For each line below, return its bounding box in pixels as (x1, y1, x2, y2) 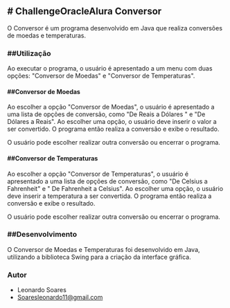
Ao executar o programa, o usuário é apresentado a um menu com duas (7, 64, 213, 73)
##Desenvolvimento (7, 230, 78, 239)
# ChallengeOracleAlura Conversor (7, 6, 162, 17)
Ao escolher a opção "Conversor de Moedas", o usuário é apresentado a (7, 103, 215, 111)
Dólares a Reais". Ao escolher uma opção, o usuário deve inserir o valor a (7, 118, 217, 126)
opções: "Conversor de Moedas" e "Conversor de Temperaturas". (7, 72, 195, 80)
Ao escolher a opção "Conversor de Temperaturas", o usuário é (7, 170, 189, 178)
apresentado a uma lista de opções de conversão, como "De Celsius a (7, 176, 208, 185)
